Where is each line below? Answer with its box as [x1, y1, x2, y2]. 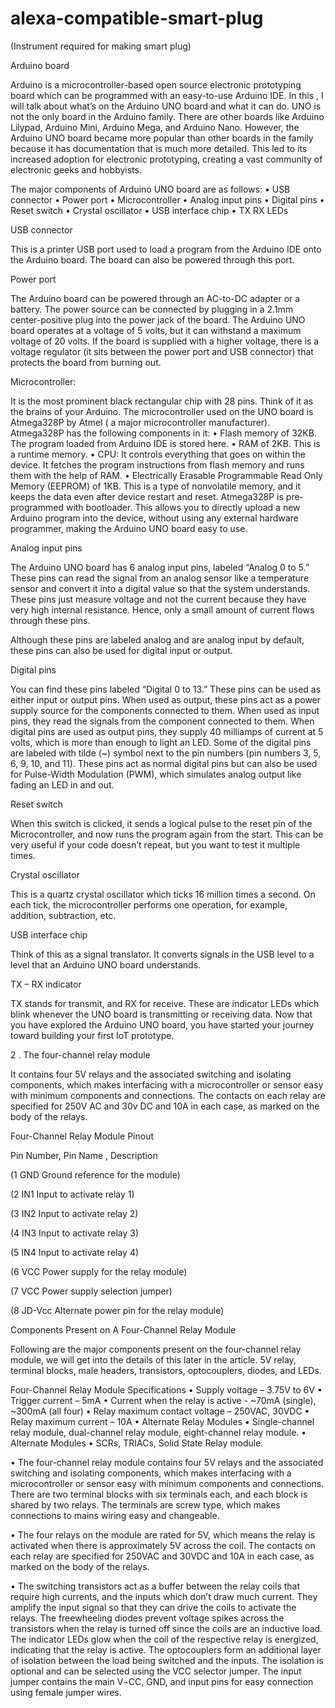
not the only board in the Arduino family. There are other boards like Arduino [10, 110, 325, 122]
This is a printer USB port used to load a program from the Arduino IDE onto [10, 243, 322, 255]
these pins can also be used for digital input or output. [10, 644, 233, 656]
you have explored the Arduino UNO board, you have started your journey [10, 1018, 315, 1031]
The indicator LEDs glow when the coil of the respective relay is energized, [10, 1633, 319, 1645]
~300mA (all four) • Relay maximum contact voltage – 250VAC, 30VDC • [10, 1405, 310, 1417]
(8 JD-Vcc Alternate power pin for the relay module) [10, 1304, 225, 1316]
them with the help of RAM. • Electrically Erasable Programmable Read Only [10, 469, 323, 481]
